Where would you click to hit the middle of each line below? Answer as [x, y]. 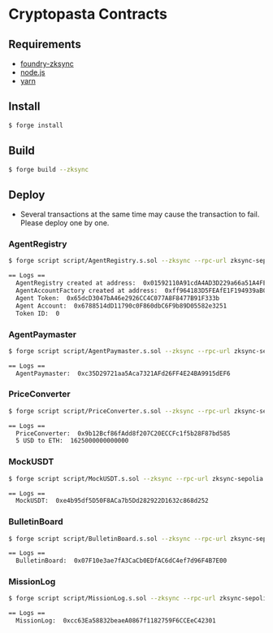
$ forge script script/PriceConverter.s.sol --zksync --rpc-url [119, 411]
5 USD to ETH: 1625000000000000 [72, 441]
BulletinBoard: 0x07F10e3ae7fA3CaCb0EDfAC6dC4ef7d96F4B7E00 [121, 561]
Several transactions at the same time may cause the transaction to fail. [140, 214]
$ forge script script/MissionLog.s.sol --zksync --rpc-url [113, 599]
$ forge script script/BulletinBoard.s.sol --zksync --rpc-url [118, 539]
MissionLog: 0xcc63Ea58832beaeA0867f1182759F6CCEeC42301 [116, 621]
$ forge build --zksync [49, 169]
